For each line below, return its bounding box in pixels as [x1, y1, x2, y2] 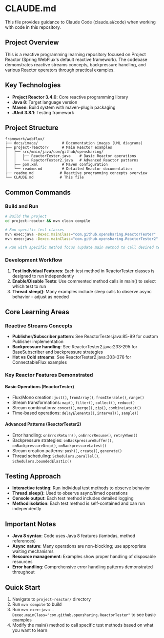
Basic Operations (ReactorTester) [5, 383, 74, 389]
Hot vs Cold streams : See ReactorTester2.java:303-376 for [12, 354, 132, 360]
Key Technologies [5, 81, 61, 89]
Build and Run [5, 203, 39, 210]
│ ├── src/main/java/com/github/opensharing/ [5, 149, 104, 154]
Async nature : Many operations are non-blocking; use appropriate [12, 543, 146, 549]
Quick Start [5, 583, 41, 592]
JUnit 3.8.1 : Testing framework [12, 109, 74, 115]
